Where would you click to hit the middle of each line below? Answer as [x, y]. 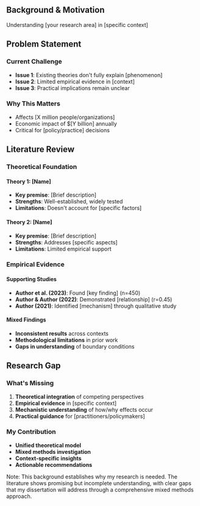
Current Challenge [34, 62]
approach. [19, 496]
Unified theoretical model [48, 445]
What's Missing [30, 383]
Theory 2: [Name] [29, 222]
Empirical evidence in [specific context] [66, 403]
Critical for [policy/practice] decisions [62, 130]
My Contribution [31, 432]
